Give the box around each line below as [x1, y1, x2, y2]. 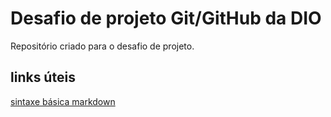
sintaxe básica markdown [10, 95, 116, 107]
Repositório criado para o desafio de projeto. [10, 40, 195, 52]
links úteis [10, 69, 76, 86]
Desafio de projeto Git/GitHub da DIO [10, 7, 322, 30]
